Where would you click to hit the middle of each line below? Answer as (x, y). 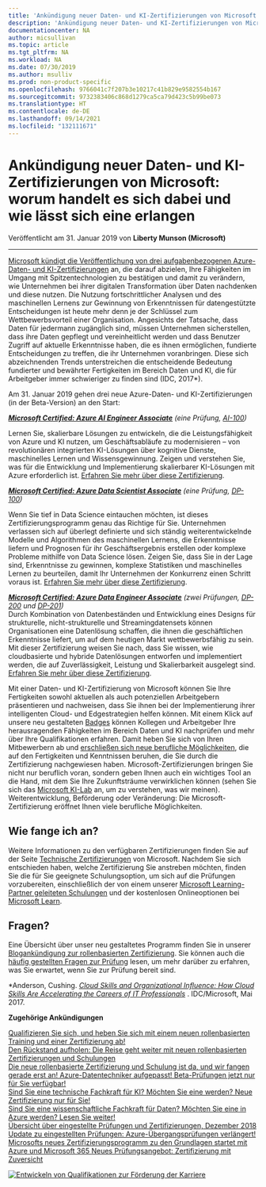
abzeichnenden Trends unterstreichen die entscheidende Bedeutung (120, 362)
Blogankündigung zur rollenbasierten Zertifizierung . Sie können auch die (127, 953)
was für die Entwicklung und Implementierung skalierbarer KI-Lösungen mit (131, 467)
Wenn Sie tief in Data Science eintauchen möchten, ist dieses (108, 514)
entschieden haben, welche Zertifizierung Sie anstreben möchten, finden (127, 867)
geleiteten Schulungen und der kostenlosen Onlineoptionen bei (137, 892)
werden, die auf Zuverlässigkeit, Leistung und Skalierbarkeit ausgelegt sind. (132, 664)
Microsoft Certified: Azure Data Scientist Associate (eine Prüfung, (119, 490)
